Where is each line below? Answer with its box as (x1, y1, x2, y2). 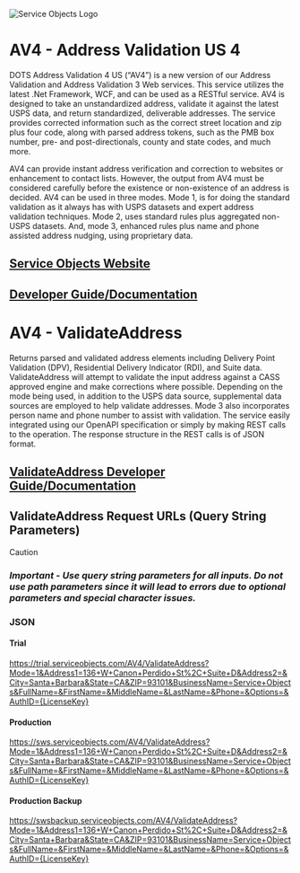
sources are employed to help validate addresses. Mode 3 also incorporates (9, 400, 290, 410)
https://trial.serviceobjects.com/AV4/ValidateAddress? (9, 657, 210, 668)
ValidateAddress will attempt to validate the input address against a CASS (9, 371, 280, 382)
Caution (9, 546, 39, 557)
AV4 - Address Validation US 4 (9, 40, 241, 60)
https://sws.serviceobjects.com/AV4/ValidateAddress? (9, 736, 210, 747)
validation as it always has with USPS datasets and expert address (9, 201, 254, 212)
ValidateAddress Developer (9, 464, 166, 480)
